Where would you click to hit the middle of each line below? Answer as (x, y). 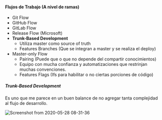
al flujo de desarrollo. (26, 103)
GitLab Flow (24, 28)
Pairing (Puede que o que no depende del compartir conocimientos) (88, 59)
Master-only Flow (30, 54)
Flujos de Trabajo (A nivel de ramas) (42, 7)
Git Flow (20, 18)
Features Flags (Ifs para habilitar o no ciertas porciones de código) (86, 75)
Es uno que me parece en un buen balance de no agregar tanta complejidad (81, 98)
